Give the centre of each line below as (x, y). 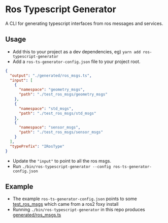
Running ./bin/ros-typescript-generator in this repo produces (79, 210)
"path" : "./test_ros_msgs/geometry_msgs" (63, 94)
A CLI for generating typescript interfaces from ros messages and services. (84, 23)
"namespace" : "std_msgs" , (46, 108)
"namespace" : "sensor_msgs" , (49, 128)
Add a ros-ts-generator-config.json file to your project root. (76, 61)
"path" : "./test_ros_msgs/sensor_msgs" (61, 132)
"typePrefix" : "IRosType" (37, 146)
